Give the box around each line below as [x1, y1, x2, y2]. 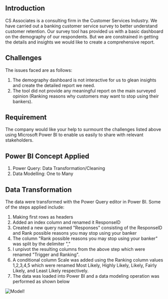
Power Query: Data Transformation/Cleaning [12, 165, 105, 172]
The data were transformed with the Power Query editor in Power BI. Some [5, 199, 161, 205]
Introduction [5, 4, 45, 13]
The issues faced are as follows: [5, 67, 73, 73]
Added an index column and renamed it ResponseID [12, 220, 121, 226]
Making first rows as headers [12, 214, 73, 220]
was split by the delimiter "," [12, 241, 71, 247]
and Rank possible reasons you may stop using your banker [12, 230, 137, 236]
